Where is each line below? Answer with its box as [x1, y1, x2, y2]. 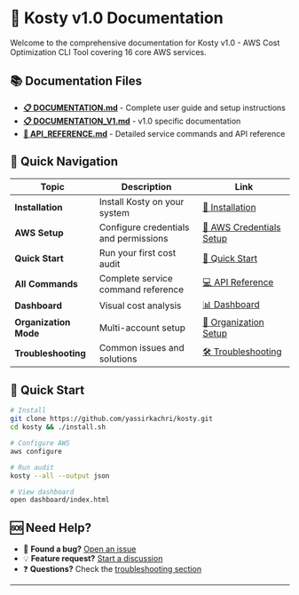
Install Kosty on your [98, 195, 185, 208]
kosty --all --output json [10, 471, 110, 480]
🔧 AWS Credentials [201, 221, 281, 234]
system [98, 206, 130, 218]
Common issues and [98, 341, 185, 353]
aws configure [10, 447, 63, 456]
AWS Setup [14, 226, 64, 239]
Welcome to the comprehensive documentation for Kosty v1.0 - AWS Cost [10, 37, 280, 48]
